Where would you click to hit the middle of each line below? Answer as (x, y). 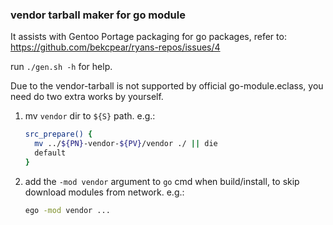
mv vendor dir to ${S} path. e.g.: (90, 116)
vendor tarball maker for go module (98, 15)
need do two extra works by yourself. (87, 97)
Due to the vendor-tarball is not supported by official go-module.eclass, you (167, 86)
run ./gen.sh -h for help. (61, 67)
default (50, 153)
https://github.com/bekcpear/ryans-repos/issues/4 (115, 47)
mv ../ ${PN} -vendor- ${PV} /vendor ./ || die (126, 144)
